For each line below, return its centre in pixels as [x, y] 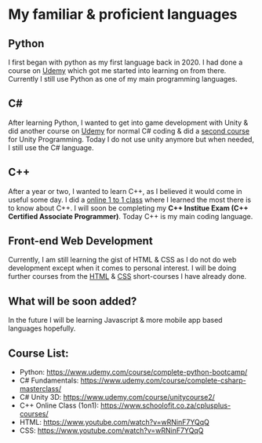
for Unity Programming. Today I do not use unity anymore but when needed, [131, 139]
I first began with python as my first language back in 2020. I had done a [126, 62]
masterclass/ [40, 389]
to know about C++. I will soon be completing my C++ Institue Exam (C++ [128, 208]
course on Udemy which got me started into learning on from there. [117, 71]
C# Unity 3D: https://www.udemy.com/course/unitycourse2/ [117, 397]
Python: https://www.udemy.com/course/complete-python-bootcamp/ [133, 372]
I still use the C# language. [51, 148]
